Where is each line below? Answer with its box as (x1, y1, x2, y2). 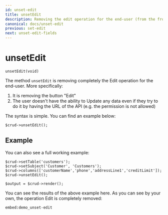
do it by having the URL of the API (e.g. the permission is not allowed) (12, 103, 156, 109)
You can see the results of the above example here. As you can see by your (5, 190, 161, 196)
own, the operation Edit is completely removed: (5, 195, 102, 201)
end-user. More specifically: (5, 83, 63, 89)
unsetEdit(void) (5, 69, 39, 74)
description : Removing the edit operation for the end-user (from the (5, 17, 155, 22)
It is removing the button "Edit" (12, 92, 76, 98)
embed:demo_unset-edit (5, 205, 52, 210)
